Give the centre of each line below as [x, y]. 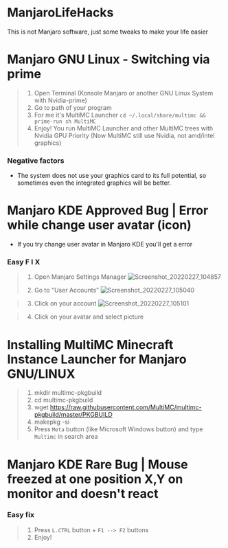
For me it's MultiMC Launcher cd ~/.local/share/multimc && [120, 115]
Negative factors [36, 161]
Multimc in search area [66, 437]
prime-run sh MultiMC [65, 122]
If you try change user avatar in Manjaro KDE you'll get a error [105, 244]
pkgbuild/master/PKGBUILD [73, 415]
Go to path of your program [73, 107]
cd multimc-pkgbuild [64, 400]
